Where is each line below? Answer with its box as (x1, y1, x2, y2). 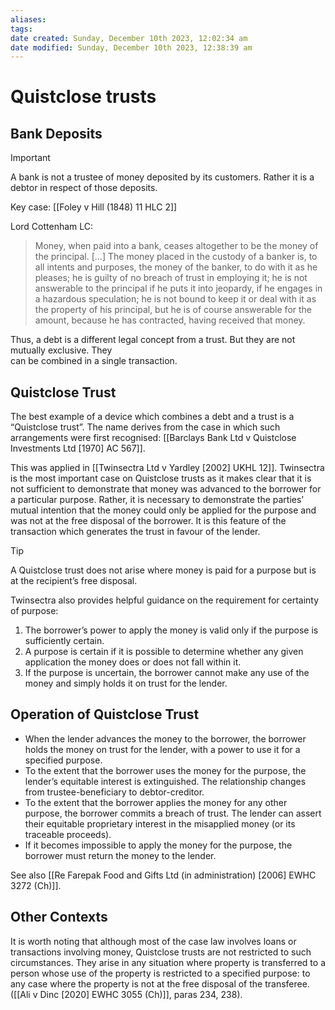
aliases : (10, 14, 47, 25)
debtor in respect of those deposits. (10, 182, 158, 194)
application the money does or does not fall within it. (24, 656, 242, 668)
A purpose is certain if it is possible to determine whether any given (24, 646, 304, 658)
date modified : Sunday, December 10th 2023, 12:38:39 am (10, 42, 253, 53)
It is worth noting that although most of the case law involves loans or (10, 935, 297, 947)
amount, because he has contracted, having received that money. (34, 314, 306, 326)
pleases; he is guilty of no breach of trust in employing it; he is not (34, 272, 308, 284)
